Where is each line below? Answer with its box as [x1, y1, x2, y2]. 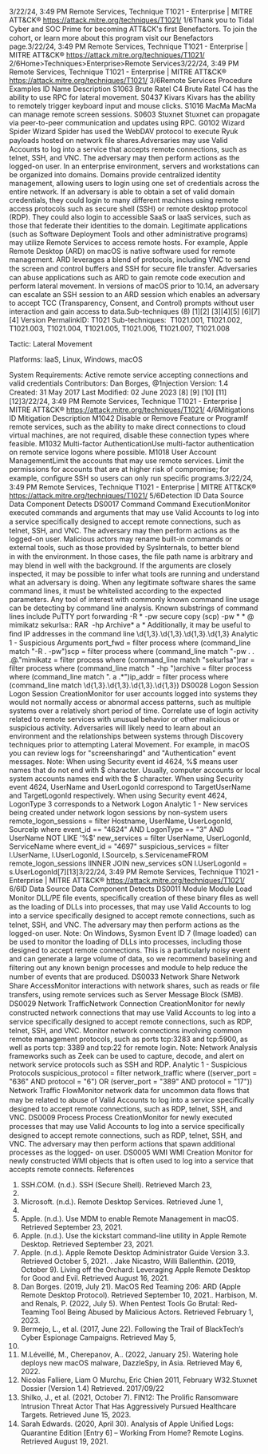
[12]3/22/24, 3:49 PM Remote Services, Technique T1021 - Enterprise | [9, 397, 242, 406]
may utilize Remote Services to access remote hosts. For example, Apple [9, 238, 249, 247]
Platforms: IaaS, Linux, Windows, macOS [9, 355, 143, 364]
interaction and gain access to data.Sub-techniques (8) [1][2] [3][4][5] [9, 307, 240, 316]
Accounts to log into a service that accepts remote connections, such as [9, 145, 247, 154]
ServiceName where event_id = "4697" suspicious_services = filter [9, 842, 230, 851]
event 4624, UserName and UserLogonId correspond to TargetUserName [9, 782, 251, 791]
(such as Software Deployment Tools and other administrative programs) [9, 229, 248, 239]
